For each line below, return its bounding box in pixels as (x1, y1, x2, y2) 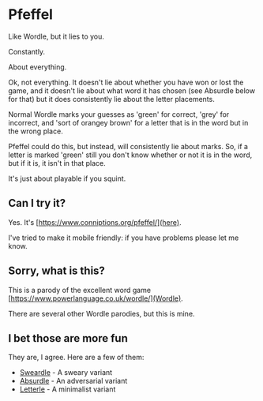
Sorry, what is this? (8, 264, 105, 278)
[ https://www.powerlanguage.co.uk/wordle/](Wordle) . (8, 294, 183, 303)
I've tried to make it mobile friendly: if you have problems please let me (8, 233, 239, 242)
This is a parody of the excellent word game (8, 285, 152, 294)
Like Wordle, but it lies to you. (8, 32, 105, 41)
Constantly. (8, 47, 46, 56)
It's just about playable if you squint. (8, 174, 126, 183)
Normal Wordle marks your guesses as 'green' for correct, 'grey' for (8, 109, 230, 119)
